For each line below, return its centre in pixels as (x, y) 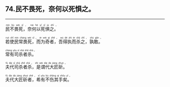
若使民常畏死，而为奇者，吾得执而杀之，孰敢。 (54, 41)
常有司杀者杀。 (21, 54)
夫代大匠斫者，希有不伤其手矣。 (38, 79)
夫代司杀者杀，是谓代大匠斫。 (36, 67)
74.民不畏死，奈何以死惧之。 (50, 9)
